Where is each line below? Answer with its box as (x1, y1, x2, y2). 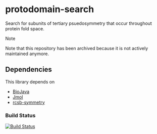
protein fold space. (5, 25, 44, 31)
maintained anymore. (5, 51, 49, 57)
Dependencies (5, 65, 52, 74)
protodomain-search (5, 4, 94, 15)
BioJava (12, 88, 30, 95)
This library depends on (5, 78, 55, 84)
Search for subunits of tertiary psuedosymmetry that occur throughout (5, 20, 152, 26)
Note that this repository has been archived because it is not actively (5, 45, 148, 51)
